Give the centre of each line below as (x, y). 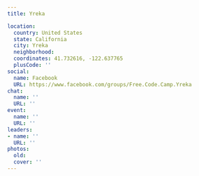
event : (17, 111)
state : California (40, 39)
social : (19, 71)
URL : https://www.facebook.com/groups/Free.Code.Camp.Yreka (103, 84)
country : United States (48, 33)
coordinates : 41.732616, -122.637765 (68, 59)
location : (22, 26)
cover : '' (28, 162)
